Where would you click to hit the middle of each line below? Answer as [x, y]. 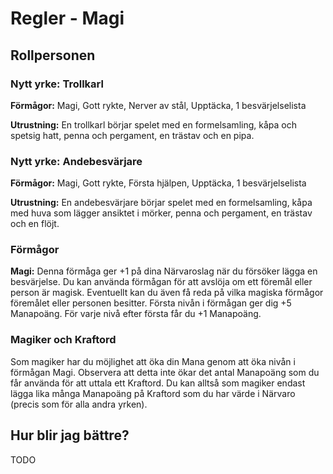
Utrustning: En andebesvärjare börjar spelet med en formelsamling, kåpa [161, 203]
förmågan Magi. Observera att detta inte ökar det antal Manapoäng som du [165, 372]
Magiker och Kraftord [63, 340]
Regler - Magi [67, 18]
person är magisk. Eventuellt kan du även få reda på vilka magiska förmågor [167, 293]
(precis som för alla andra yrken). [79, 404]
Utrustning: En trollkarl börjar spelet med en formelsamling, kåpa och [153, 124]
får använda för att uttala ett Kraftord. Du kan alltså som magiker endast [158, 383]
